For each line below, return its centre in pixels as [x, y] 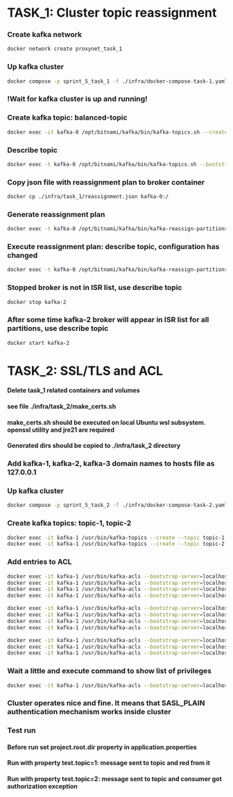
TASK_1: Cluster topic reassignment [112, 13]
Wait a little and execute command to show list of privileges [109, 671]
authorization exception [43, 787]
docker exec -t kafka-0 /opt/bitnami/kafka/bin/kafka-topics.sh [102, 164]
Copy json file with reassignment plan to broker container [106, 182]
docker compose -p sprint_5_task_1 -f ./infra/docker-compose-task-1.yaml [118, 81]
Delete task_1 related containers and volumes [74, 390]
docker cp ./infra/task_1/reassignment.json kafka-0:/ [88, 197]
